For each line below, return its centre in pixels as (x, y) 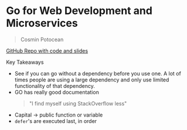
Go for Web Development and (79, 11)
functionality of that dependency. (55, 85)
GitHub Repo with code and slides (47, 50)
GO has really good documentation (57, 92)
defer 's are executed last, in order (56, 121)
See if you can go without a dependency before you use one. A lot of (98, 73)
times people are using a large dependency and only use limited (92, 80)
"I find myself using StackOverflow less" (78, 103)
